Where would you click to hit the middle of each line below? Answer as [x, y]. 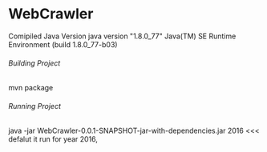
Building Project [34, 63]
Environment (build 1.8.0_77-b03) [63, 44]
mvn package [31, 88]
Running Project [35, 106]
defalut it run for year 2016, [53, 139]
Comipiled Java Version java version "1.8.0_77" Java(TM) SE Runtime [122, 36]
